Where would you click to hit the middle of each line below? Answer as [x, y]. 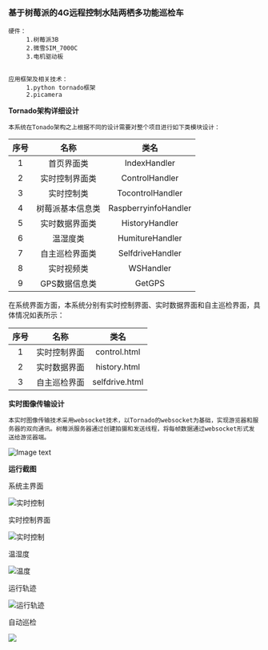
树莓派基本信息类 [69, 208]
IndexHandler [150, 164]
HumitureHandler [150, 238]
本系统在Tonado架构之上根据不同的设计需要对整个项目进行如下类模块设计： [114, 127]
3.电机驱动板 [45, 57]
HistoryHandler [150, 224]
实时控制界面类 [69, 179]
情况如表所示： [40, 315]
